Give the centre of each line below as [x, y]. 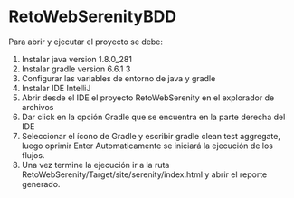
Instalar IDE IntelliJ [56, 88]
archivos [38, 107]
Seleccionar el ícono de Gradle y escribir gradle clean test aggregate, [151, 136]
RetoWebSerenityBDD [93, 17]
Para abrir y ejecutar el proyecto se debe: [86, 42]
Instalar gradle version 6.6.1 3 [76, 69]
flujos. [33, 155]
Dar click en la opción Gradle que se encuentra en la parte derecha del [153, 117]
